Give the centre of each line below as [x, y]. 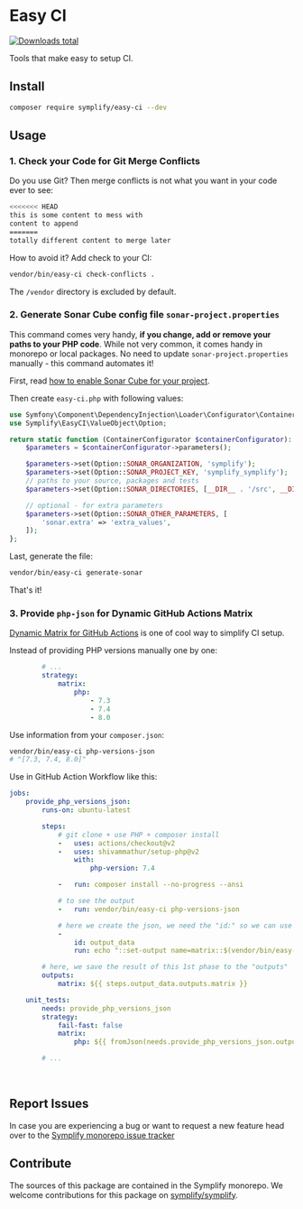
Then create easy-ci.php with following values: [96, 398]
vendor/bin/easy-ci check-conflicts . [82, 274]
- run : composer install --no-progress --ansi [151, 885]
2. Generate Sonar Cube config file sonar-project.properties [144, 315]
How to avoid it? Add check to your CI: [81, 257]
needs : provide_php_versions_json [106, 1008]
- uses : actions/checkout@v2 [116, 843]
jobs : [19, 794]
